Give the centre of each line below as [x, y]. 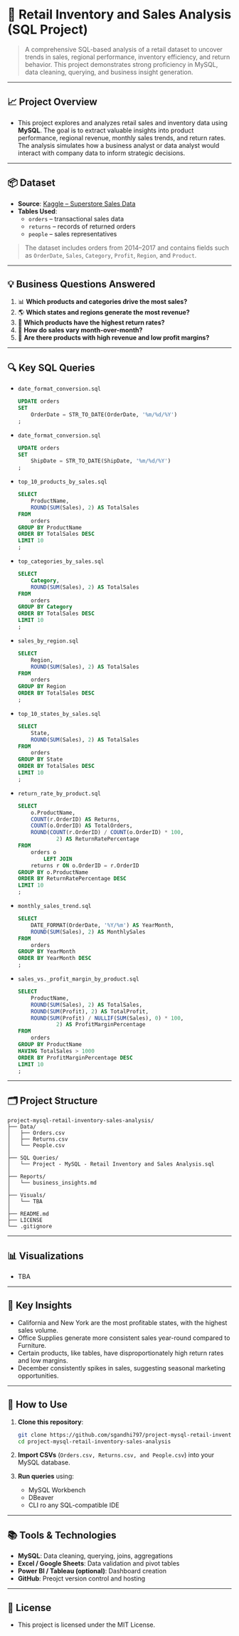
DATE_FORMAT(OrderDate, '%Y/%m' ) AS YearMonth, [102, 925]
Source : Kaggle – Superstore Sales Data [76, 204]
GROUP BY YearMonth [47, 952]
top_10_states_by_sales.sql [59, 714]
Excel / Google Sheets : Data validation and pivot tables [99, 1563]
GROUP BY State [40, 760]
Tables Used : [37, 211]
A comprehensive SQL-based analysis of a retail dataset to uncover [123, 49]
